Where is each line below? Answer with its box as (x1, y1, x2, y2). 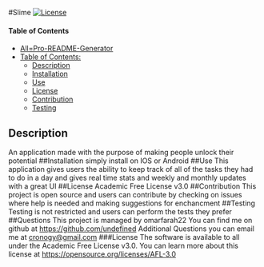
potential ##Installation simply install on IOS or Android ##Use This (8, 156, 230, 165)
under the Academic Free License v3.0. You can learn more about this (8, 241, 238, 251)
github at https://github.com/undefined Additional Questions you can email (8, 224, 254, 233)
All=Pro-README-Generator (19, 44, 114, 54)
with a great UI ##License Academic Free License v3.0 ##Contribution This (8, 181, 257, 191)
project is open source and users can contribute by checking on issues (8, 190, 242, 200)
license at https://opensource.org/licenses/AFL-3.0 (8, 249, 177, 259)
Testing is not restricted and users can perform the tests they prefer (8, 207, 232, 217)
